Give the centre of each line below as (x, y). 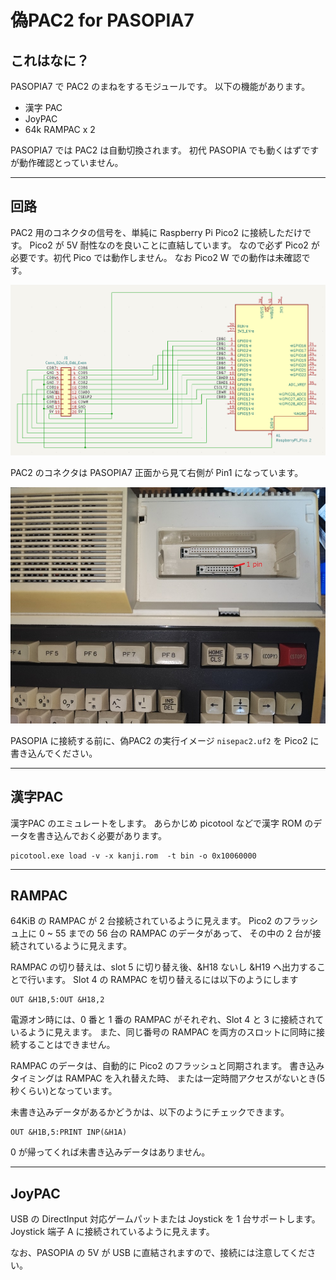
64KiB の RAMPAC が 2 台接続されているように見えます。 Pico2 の (147, 921)
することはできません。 (67, 1045)
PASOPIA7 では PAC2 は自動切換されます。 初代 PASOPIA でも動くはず (156, 150)
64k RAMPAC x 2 (60, 129)
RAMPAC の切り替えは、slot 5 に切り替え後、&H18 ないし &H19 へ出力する (163, 967)
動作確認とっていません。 (71, 162)
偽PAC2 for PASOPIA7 (102, 20)
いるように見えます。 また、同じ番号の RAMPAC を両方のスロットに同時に (163, 1032)
